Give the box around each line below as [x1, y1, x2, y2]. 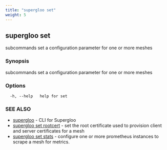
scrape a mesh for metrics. [12, 139, 70, 145]
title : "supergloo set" [5, 7, 56, 13]
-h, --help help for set [10, 93, 68, 99]
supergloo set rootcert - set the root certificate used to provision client [12, 122, 162, 128]
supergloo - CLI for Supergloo [12, 117, 76, 123]
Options [5, 82, 26, 89]
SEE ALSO [5, 105, 31, 113]
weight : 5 [5, 12, 27, 17]
